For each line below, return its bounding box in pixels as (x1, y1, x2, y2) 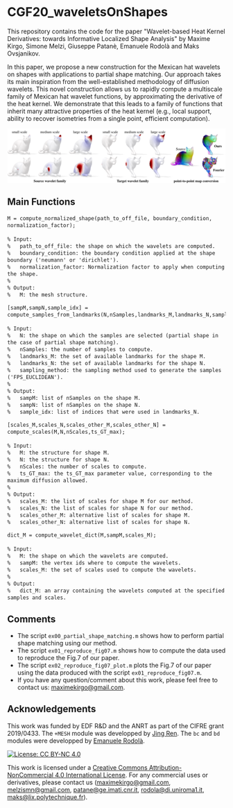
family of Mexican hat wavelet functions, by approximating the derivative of (7, 92, 223, 101)
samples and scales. (7, 594, 67, 601)
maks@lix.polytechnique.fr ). (7, 793, 88, 801)
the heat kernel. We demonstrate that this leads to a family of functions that (7, 99, 223, 108)
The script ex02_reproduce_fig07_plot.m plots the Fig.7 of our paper (17, 661, 212, 670)
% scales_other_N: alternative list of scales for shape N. (7, 519, 191, 526)
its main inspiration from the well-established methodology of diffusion (7, 77, 209, 85)
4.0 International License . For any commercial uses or (55, 771, 209, 779)
